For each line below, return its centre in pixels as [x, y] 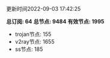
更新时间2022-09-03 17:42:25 [44, 9]
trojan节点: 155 [33, 34]
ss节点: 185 [29, 49]
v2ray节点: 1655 [35, 42]
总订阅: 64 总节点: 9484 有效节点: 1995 [55, 22]
